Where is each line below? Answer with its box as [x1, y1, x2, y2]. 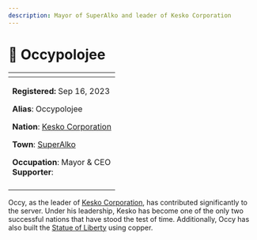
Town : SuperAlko [12, 139, 77, 150]
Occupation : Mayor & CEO [12, 156, 111, 167]
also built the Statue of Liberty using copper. [8, 223, 153, 232]
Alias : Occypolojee [12, 103, 83, 114]
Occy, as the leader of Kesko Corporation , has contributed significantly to [8, 197, 248, 207]
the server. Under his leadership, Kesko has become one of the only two [8, 206, 244, 216]
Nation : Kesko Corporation [12, 121, 112, 132]
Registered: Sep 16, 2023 [12, 85, 111, 96]
